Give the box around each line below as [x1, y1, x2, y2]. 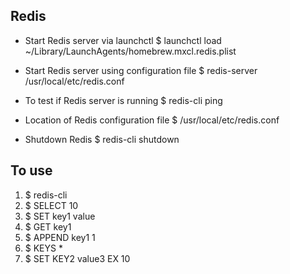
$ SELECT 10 [24, 199, 79, 211]
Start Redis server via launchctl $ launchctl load [24, 34, 222, 46]
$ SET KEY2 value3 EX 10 [24, 252, 131, 264]
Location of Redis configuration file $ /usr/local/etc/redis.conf [24, 114, 280, 126]
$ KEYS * [24, 242, 63, 254]
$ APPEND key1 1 [24, 231, 96, 243]
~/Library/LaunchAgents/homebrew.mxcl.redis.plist [24, 45, 237, 57]
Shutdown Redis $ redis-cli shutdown [24, 133, 180, 145]
